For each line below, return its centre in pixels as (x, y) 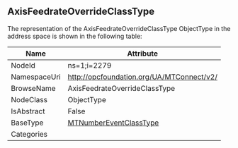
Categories (29, 134)
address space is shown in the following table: (75, 36)
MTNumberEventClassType (113, 123)
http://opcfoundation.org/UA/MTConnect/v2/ (143, 77)
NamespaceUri (36, 77)
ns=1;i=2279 (90, 65)
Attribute (142, 54)
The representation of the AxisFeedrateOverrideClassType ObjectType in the (119, 28)
